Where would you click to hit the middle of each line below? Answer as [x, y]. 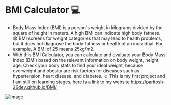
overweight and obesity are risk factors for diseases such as [76, 71]
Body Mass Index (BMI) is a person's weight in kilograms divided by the [88, 27]
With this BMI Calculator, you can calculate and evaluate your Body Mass [89, 55]
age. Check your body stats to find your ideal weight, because [78, 65]
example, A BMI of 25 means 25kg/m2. [53, 49]
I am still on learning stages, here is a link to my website [71, 82]
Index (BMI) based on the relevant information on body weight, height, [86, 60]
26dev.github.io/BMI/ [35, 87]
